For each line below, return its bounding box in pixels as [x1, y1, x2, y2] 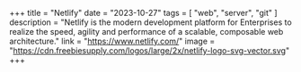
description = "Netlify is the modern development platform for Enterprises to [9, 17, 292, 28]
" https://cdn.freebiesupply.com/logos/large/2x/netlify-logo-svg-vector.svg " [9, 45, 290, 56]
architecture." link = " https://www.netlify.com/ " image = [9, 36, 216, 46]
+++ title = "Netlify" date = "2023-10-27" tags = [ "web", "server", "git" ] [9, 8, 278, 18]
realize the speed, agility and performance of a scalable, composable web [9, 27, 284, 36]
